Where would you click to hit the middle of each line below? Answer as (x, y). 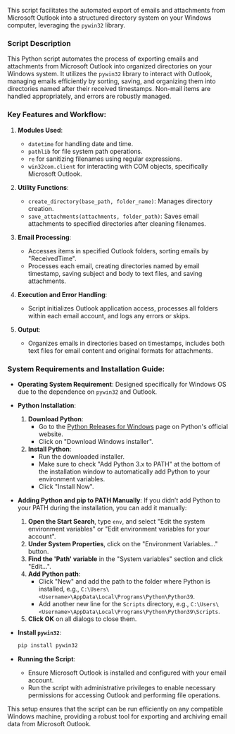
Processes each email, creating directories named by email (114, 266)
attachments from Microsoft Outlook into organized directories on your (110, 66)
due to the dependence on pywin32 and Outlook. (87, 392)
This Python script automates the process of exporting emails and (103, 59)
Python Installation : (46, 405)
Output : (29, 329)
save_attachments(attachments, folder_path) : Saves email (113, 216)
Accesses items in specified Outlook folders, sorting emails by (118, 251)
